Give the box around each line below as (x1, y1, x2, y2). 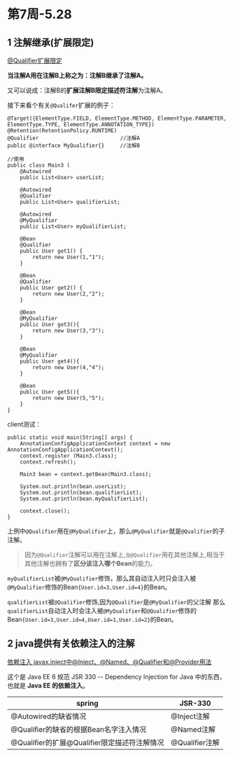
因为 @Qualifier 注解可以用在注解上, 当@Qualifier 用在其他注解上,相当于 (24, 550, 225, 559)
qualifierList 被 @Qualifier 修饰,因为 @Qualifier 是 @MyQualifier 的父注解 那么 (7, 598, 226, 606)
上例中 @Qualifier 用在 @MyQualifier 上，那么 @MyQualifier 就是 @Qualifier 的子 (7, 527, 225, 535)
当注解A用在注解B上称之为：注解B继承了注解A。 (7, 71, 148, 79)
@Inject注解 (171, 711, 210, 721)
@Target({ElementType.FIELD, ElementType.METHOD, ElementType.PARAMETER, (7, 115, 227, 122)
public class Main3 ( (7, 162, 71, 169)
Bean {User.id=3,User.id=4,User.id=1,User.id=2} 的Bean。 (7, 616, 178, 623)
